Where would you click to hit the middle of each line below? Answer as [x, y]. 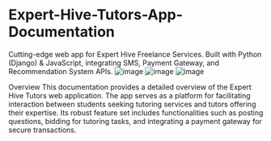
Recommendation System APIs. [61, 71]
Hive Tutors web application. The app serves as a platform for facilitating [129, 95]
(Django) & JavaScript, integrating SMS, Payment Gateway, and [114, 63]
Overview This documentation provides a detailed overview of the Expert [130, 87]
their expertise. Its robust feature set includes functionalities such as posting [136, 112]
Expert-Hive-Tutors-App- [96, 15]
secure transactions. [42, 130]
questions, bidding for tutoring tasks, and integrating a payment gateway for [135, 121]
